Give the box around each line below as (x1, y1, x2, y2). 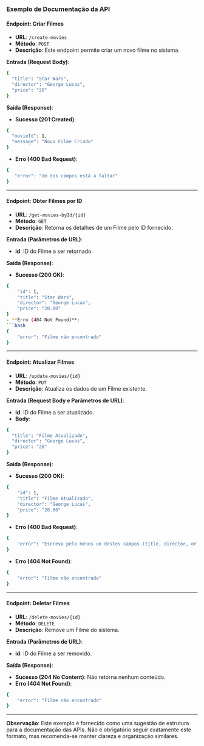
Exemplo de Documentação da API (6, 5, 110, 13)
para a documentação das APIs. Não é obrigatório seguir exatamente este (6, 726, 191, 733)
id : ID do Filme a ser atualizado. (15, 408, 95, 416)
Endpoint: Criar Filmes (6, 20, 64, 27)
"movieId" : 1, (12, 133, 47, 139)
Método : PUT (15, 378, 47, 386)
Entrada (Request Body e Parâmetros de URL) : (6, 397, 124, 404)
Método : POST (15, 40, 50, 48)
